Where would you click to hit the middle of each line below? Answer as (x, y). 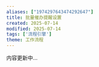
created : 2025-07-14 (32, 23)
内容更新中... (22, 58)
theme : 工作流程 (25, 40)
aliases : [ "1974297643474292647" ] (50, 12)
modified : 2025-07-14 (34, 29)
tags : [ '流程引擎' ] (29, 34)
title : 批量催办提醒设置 (34, 18)
